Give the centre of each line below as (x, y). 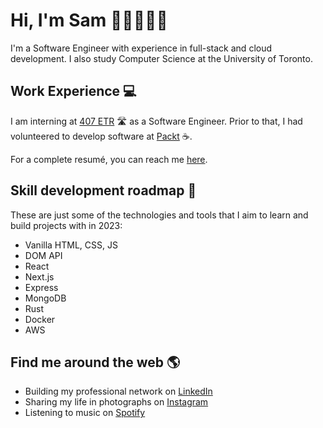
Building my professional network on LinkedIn (118, 391)
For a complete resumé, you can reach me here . (109, 159)
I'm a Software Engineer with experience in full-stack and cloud (141, 48)
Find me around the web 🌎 (95, 362)
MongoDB (45, 298)
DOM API (43, 255)
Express (41, 287)
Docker (40, 319)
